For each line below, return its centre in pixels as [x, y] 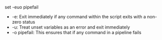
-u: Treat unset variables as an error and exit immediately [71, 27]
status [29, 22]
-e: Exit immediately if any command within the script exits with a [79, 17]
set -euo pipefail [21, 7]
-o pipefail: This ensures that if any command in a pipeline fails [76, 32]
